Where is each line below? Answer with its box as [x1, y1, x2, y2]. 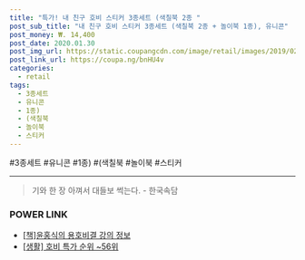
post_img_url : [9, 47, 64, 56]
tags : [9, 81, 30, 90]
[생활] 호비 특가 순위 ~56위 [22, 241, 119, 252]
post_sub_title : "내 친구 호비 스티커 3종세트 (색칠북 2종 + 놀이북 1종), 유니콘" [9, 22, 289, 31]
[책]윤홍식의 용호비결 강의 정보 [22, 230, 132, 241]
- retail [17, 72, 51, 82]
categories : [9, 64, 54, 73]
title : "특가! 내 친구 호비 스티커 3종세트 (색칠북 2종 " [9, 13, 202, 23]
